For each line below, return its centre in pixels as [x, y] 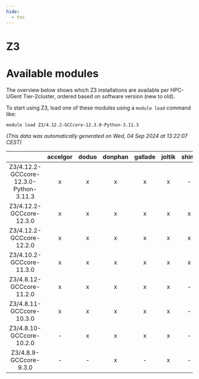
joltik [168, 156]
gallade [145, 156]
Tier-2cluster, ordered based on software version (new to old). [99, 96]
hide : [13, 12]
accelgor [60, 156]
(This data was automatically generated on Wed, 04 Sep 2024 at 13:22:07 [97, 136]
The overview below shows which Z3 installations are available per [88, 90]
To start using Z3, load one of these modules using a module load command [99, 108]
